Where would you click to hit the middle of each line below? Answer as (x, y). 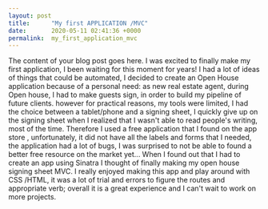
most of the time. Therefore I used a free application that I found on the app (133, 129)
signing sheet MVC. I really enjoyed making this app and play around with (129, 171)
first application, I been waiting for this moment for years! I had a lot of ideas (134, 70)
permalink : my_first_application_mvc (73, 38)
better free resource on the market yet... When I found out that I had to (124, 155)
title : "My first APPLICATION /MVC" (78, 23)
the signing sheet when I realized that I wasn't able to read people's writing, (133, 120)
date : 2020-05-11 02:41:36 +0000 (75, 30)
